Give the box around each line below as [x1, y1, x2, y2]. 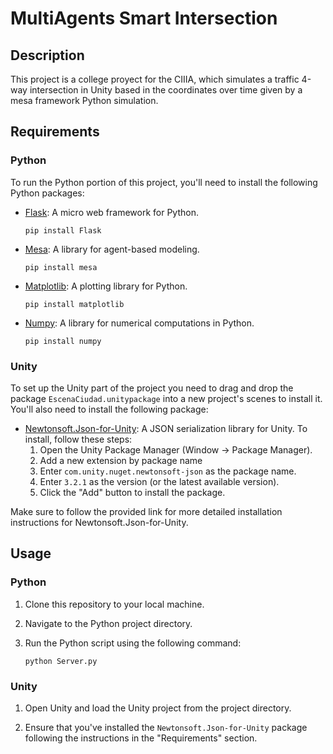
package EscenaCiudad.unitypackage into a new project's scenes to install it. [10, 392, 323, 404]
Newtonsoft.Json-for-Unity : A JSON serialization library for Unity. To [24, 422, 308, 434]
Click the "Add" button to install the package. [39, 486, 226, 498]
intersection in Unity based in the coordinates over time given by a [29, 84, 303, 96]
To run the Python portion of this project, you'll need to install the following [10, 176, 318, 188]
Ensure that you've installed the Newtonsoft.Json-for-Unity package [24, 721, 308, 733]
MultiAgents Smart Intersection [10, 7, 278, 30]
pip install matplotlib [24, 299, 125, 309]
